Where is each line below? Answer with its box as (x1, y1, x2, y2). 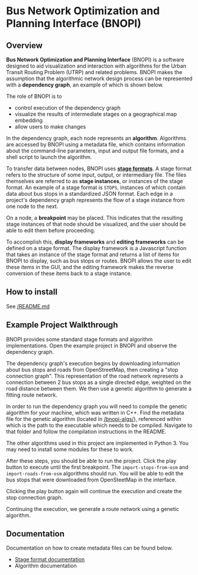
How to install (6, 287, 58, 297)
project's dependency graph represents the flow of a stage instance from (6, 197, 185, 203)
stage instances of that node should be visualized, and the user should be (6, 221, 186, 228)
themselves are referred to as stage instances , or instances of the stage (6, 178, 183, 184)
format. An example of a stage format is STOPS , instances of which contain (6, 184, 186, 191)
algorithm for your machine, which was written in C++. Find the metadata (6, 409, 184, 416)
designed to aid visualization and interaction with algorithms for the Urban (6, 62, 187, 69)
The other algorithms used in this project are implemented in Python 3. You (6, 439, 189, 446)
